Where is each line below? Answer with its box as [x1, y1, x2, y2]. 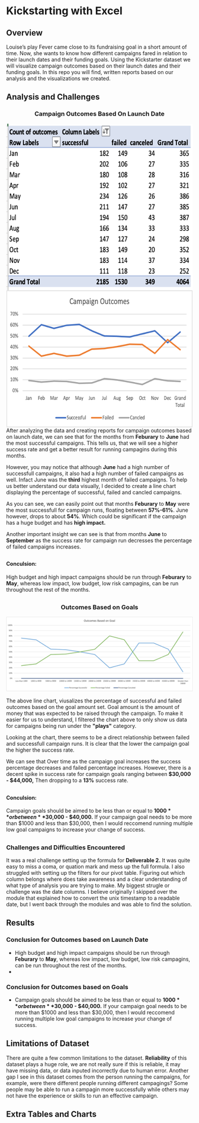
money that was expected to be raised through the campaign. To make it [6, 710, 184, 717]
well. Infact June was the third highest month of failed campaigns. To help [6, 476, 188, 483]
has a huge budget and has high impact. [6, 519, 106, 526]
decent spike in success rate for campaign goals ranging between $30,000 [6, 771, 191, 778]
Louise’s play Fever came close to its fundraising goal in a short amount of [6, 43, 187, 50]
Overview [6, 28, 43, 38]
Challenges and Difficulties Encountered [6, 843, 126, 851]
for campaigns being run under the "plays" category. [6, 723, 137, 730]
